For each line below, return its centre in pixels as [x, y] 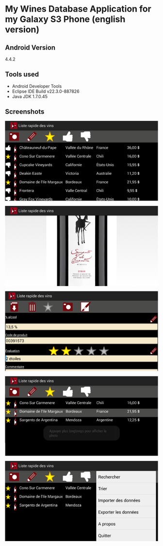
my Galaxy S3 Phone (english [65, 19]
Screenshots [25, 112]
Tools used [22, 75]
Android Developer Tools [37, 86]
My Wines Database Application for [78, 9]
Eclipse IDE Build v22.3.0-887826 [46, 91]
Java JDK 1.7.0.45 [30, 96]
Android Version [30, 47]
